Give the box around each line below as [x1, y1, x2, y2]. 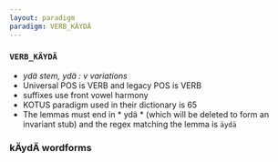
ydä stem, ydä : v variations [22, 70, 128, 81]
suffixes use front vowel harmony [22, 89, 149, 100]
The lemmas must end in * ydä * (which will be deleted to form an [22, 108, 270, 119]
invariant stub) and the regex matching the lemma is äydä [22, 118, 237, 129]
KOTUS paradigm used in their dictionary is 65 [22, 99, 198, 110]
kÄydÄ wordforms [9, 141, 92, 154]
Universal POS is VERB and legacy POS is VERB [22, 79, 202, 91]
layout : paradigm [9, 13, 76, 23]
